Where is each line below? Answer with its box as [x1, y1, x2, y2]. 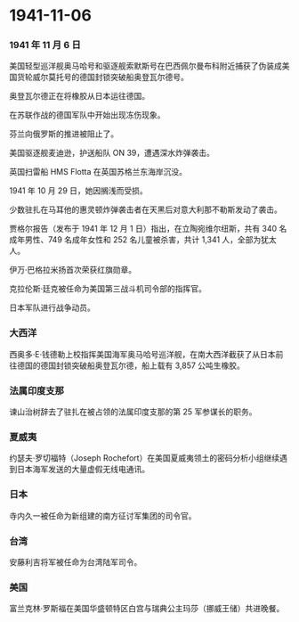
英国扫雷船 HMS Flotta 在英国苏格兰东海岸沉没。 [9, 167, 187, 177]
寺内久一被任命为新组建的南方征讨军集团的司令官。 [9, 510, 197, 521]
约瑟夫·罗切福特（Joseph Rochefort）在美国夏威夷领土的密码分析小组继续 [9, 453, 280, 463]
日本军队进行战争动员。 [9, 302, 95, 313]
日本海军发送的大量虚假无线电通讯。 [16, 464, 149, 475]
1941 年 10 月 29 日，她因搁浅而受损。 [9, 185, 149, 196]
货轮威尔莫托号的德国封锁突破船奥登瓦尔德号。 [16, 72, 189, 83]
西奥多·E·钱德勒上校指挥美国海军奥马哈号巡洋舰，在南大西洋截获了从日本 [9, 348, 276, 359]
